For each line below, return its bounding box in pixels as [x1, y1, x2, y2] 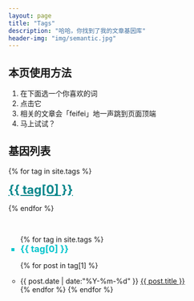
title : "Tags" [8, 19, 56, 27]
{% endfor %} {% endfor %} [19, 284, 114, 294]
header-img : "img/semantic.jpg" [8, 34, 116, 43]
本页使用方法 [8, 66, 72, 79]
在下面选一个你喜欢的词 [19, 89, 98, 99]
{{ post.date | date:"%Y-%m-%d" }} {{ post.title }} [19, 276, 186, 286]
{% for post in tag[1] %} [19, 260, 99, 270]
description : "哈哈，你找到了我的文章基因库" [8, 26, 146, 35]
